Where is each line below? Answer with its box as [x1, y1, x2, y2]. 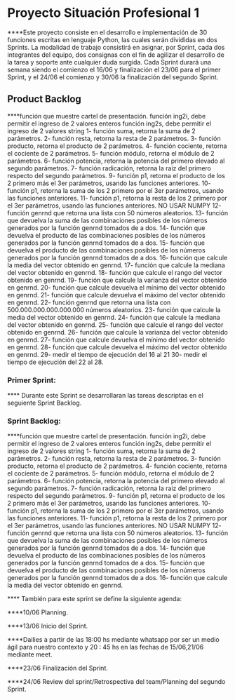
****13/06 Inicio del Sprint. [7, 622, 88, 631]
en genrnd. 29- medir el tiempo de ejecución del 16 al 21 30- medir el [7, 350, 208, 358]
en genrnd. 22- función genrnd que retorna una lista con [7, 298, 171, 307]
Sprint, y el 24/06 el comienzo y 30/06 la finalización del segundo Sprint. [7, 72, 219, 81]
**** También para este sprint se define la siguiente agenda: [7, 595, 182, 603]
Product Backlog [7, 93, 82, 105]
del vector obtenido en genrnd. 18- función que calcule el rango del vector [7, 268, 222, 276]
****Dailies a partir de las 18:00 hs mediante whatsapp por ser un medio [7, 635, 220, 644]
